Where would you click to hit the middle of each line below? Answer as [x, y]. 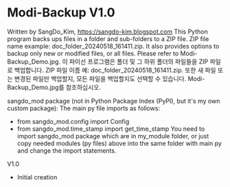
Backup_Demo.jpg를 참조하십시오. [54, 87]
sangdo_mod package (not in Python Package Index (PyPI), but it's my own [114, 101]
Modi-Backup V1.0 [61, 13]
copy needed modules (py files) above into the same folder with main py [119, 143]
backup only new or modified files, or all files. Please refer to [93, 53]
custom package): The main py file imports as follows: [83, 108]
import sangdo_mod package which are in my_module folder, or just [113, 136]
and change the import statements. [67, 150]
